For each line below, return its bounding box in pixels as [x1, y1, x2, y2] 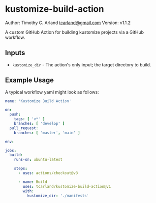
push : [9, 112, 21, 117]
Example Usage [5, 76, 54, 85]
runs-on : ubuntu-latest [14, 157, 63, 162]
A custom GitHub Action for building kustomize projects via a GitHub [5, 29, 144, 35]
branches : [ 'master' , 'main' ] [14, 130, 80, 135]
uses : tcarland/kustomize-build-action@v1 [23, 184, 111, 189]
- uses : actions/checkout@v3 [18, 171, 78, 175]
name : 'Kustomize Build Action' [5, 98, 71, 104]
